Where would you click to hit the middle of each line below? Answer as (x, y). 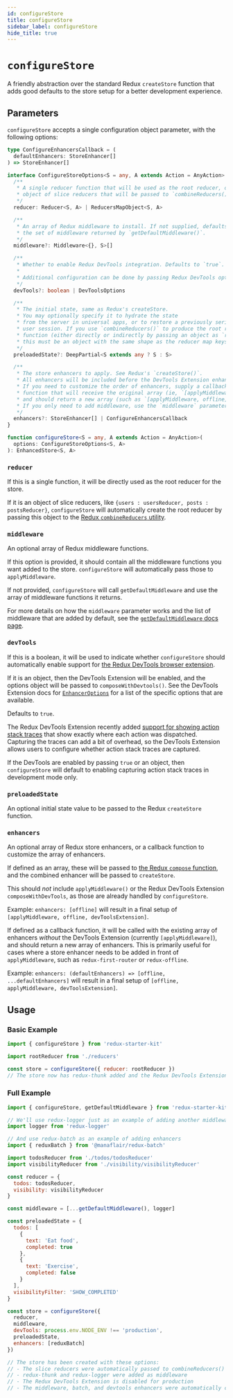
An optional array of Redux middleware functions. (78, 549)
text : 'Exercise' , (52, 1266)
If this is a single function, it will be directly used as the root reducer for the (114, 482)
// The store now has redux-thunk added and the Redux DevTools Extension (118, 1076)
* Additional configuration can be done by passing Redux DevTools (116, 277)
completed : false (51, 1273)
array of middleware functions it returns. (65, 598)
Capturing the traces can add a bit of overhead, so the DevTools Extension (114, 741)
